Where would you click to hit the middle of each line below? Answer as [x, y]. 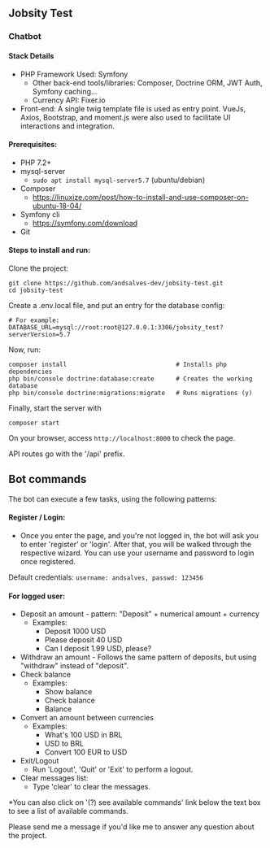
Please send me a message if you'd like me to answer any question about [131, 827]
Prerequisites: [33, 145]
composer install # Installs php [118, 364]
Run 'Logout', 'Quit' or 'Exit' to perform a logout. [113, 770]
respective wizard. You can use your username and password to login [137, 553]
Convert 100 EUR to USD [86, 752]
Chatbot [25, 37]
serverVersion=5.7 [39, 334]
